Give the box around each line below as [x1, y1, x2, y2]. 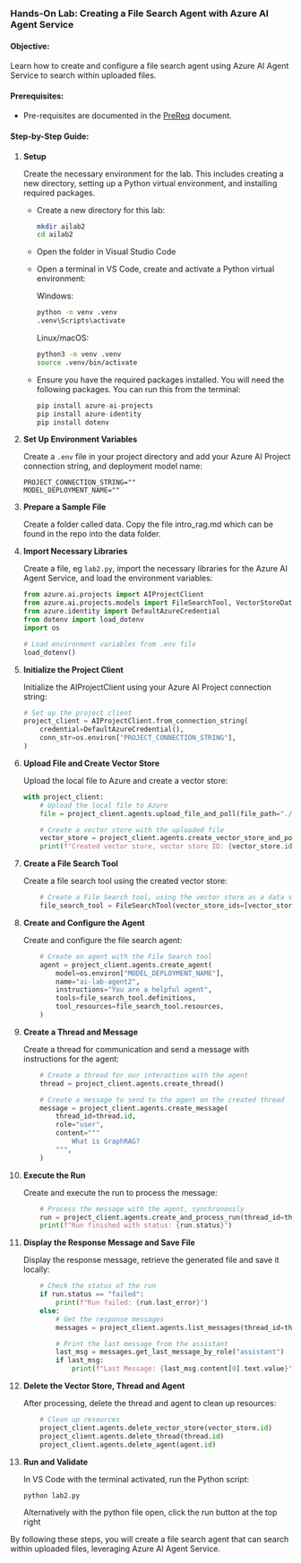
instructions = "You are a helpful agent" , [56, 985, 213, 994]
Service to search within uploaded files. [10, 70, 157, 81]
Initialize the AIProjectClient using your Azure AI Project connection [22, 682, 271, 692]
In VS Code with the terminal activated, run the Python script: [22, 1473, 250, 1484]
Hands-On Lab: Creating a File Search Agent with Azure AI [10, 7, 270, 20]
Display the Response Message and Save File [22, 1237, 195, 1248]
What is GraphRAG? [71, 1137, 141, 1146]
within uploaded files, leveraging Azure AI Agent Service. [10, 1543, 221, 1554]
